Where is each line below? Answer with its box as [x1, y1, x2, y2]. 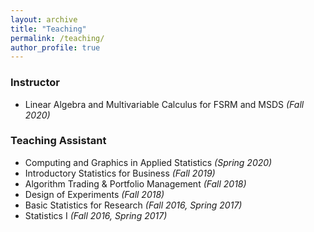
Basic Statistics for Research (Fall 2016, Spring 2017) [24, 199, 243, 211]
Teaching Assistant [10, 134, 107, 148]
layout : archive [10, 14, 78, 25]
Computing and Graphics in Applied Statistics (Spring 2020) [24, 156, 273, 168]
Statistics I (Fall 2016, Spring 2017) [24, 209, 168, 221]
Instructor [10, 76, 60, 90]
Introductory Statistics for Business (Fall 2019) [24, 167, 216, 179]
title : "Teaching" [10, 24, 87, 34]
